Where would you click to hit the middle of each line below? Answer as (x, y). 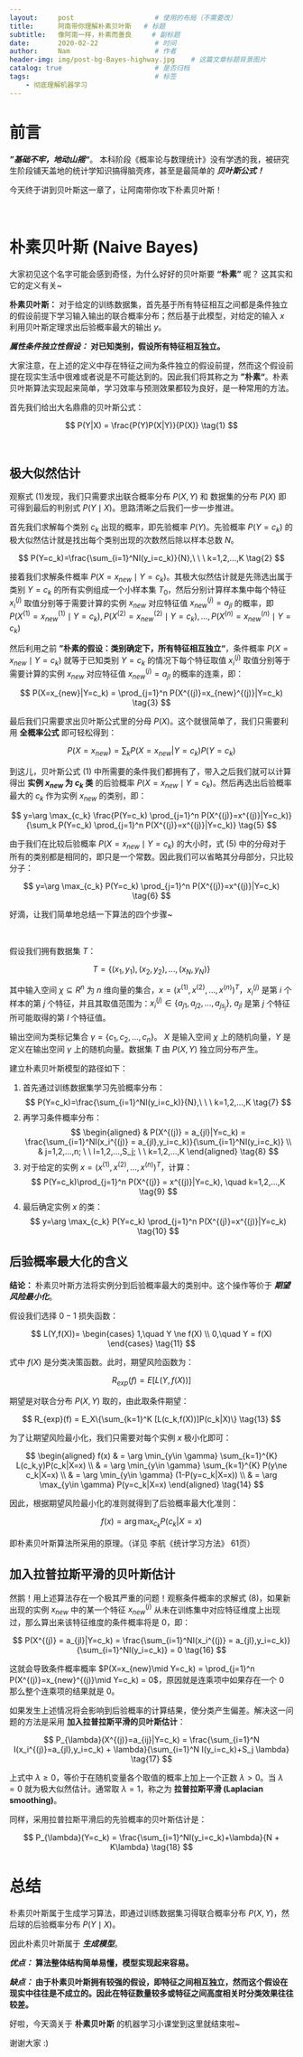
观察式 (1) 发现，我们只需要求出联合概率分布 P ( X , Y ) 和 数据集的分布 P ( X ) (143, 497)
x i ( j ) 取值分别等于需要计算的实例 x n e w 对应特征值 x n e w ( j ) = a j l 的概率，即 (142, 603)
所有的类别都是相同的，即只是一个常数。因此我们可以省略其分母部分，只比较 (151, 856)
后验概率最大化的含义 (69, 1262)
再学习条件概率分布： (62, 1117)
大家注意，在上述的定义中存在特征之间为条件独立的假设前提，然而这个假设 (147, 365)
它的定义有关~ (36, 285)
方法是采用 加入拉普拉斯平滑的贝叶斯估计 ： (105, 1721)
